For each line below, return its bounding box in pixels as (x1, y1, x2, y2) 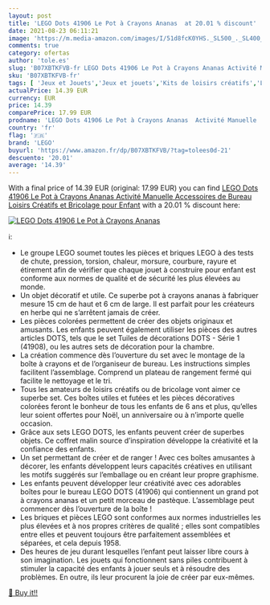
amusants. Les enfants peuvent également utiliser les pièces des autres (19, 325, 257, 334)
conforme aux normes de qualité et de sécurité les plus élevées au (19, 274, 241, 284)
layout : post (8, 11, 52, 20)
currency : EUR (8, 94, 56, 102)
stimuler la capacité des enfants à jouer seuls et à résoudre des (19, 564, 231, 574)
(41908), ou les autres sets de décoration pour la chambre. (19, 342, 215, 352)
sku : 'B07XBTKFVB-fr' (8, 72, 81, 80)
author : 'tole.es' (8, 57, 70, 65)
